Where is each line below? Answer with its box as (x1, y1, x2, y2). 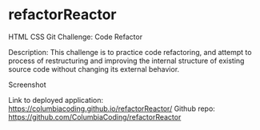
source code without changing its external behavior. (8, 64, 180, 73)
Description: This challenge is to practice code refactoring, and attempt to (8, 47, 252, 57)
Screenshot (8, 80, 46, 89)
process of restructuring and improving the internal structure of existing (8, 56, 245, 65)
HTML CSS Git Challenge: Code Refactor (8, 32, 142, 41)
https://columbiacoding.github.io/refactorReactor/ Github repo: (8, 104, 216, 113)
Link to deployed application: (8, 95, 104, 104)
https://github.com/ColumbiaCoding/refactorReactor (8, 112, 182, 121)
